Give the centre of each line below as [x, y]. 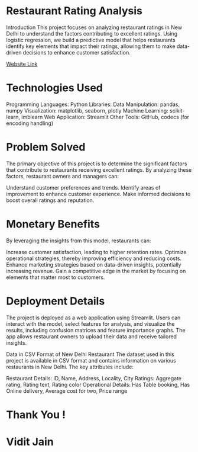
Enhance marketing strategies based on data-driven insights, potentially [94, 264]
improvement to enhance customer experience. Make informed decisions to [98, 194]
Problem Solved [46, 147]
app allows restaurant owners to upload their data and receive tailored [92, 336]
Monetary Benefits [53, 224]
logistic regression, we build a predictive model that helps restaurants [91, 40]
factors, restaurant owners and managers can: [63, 176]
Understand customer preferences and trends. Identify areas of [83, 187]
